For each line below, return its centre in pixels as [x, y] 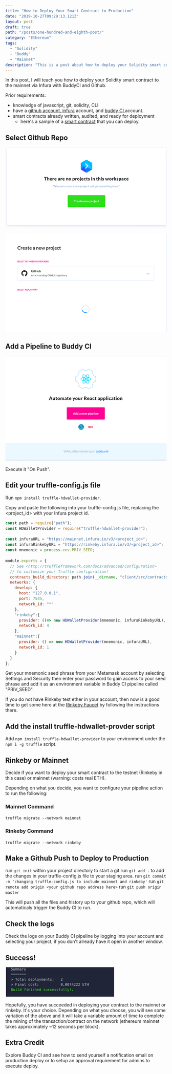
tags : [11, 44]
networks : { [23, 583]
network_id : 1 [34, 647]
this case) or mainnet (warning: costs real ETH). [56, 778]
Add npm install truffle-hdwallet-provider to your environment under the [85, 739]
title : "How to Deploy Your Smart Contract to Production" [70, 11]
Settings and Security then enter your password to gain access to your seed [85, 679]
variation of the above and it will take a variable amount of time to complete [85, 1016]
